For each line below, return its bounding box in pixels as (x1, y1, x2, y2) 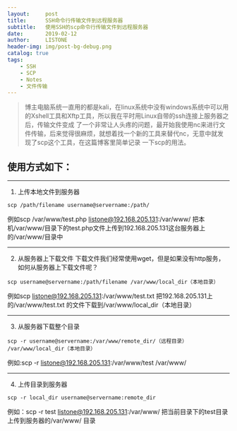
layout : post (7, 10, 59, 18)
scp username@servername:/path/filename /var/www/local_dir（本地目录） (7, 278, 219, 286)
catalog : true (7, 50, 49, 57)
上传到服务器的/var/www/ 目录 (7, 416, 96, 425)
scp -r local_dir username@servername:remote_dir (7, 394, 157, 401)
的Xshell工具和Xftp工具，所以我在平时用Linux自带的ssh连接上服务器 (24, 112, 223, 120)
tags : (7, 57, 23, 64)
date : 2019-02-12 (7, 30, 78, 37)
